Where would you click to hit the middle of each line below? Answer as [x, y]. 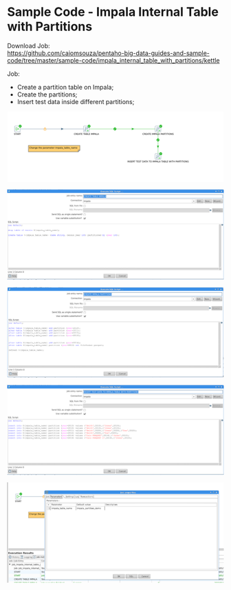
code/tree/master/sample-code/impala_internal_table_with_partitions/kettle [113, 60]
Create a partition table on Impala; [65, 87]
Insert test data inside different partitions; [76, 101]
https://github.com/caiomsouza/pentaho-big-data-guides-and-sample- [108, 53]
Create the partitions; [47, 94]
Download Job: [29, 45]
